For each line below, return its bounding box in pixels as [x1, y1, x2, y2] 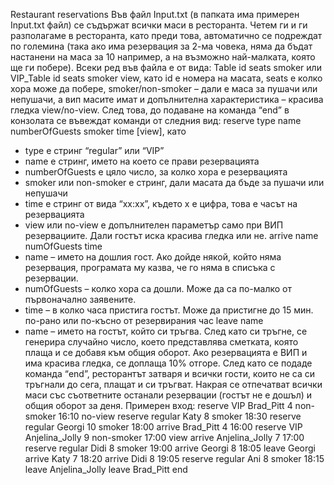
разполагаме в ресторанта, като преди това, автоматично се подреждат [10, 30, 323, 41]
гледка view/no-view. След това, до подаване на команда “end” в [10, 104, 290, 116]
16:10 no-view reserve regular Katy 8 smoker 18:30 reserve [58, 410, 302, 422]
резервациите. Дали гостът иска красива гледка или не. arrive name [24, 230, 319, 241]
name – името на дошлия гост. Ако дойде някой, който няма [24, 251, 282, 263]
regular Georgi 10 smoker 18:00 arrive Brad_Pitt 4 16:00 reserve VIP [24, 421, 303, 433]
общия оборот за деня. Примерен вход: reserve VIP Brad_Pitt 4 [24, 400, 293, 411]
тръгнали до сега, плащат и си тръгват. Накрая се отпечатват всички [24, 379, 323, 390]
